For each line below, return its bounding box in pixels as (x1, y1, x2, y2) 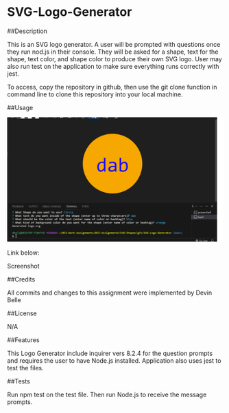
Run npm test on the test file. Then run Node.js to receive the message (7, 390, 207, 399)
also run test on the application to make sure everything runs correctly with (7, 62, 219, 70)
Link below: (7, 248, 40, 257)
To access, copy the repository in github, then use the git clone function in (7, 83, 217, 91)
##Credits (7, 275, 36, 283)
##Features (7, 335, 40, 344)
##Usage (7, 103, 34, 112)
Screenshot (7, 262, 40, 270)
